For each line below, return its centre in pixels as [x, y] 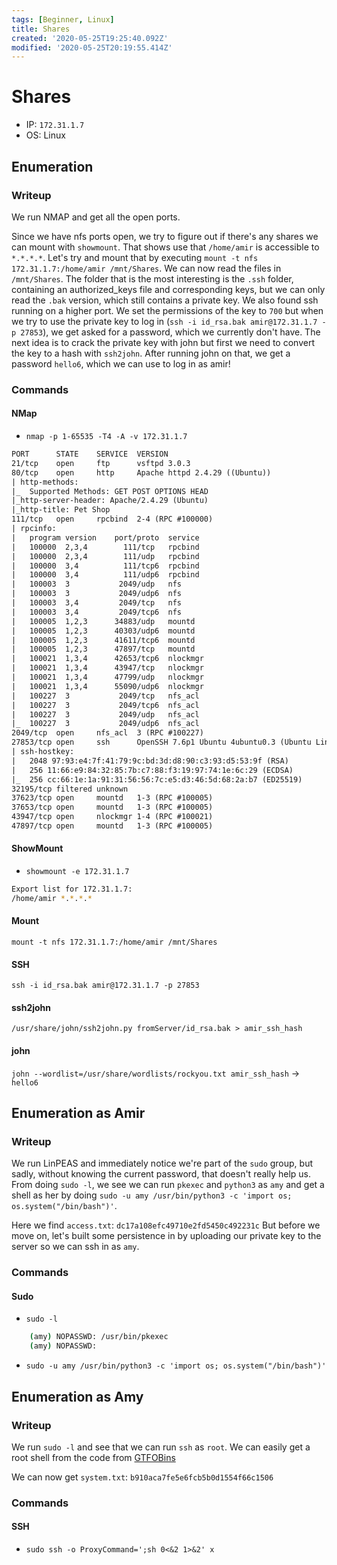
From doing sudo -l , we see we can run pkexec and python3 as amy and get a [168, 1185]
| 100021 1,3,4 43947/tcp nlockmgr [107, 668]
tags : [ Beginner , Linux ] [63, 19]
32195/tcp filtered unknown [70, 789]
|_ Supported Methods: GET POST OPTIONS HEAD [110, 491]
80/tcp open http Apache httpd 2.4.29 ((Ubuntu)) [141, 472]
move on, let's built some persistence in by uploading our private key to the [166, 1236]
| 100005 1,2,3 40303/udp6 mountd [103, 631]
